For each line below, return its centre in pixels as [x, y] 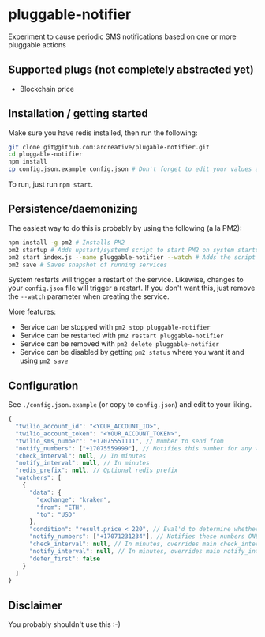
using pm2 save [44, 360]
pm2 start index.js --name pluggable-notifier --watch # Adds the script [132, 257]
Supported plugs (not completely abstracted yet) [131, 70]
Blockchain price [47, 89]
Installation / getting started [78, 113]
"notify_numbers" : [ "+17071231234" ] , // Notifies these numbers [137, 537]
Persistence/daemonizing [73, 209]
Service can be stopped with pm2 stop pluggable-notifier [115, 327]
